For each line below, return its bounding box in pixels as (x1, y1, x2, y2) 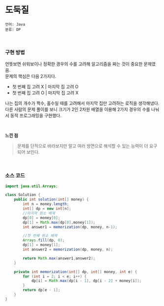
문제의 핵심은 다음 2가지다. (5, 73, 56, 79)
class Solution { (5, 193, 41, 197)
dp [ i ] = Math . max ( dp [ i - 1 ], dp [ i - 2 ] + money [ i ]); (31, 278, 142, 283)
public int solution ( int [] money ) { (14, 197, 89, 202)
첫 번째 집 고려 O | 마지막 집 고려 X (12, 90, 79, 96)
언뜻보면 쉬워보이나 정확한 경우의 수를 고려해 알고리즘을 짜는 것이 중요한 (5, 61, 143, 67)
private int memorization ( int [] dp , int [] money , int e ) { (14, 269, 137, 274)
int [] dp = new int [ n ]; (23, 206, 71, 211)
